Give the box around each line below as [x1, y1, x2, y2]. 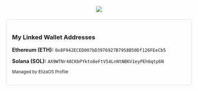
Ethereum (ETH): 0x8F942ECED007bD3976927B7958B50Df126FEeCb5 [12, 47, 166, 54]
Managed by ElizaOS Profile [12, 69, 69, 75]
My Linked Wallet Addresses [12, 33, 95, 41]
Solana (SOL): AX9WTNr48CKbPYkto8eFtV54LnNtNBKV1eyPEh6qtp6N [12, 58, 164, 65]
